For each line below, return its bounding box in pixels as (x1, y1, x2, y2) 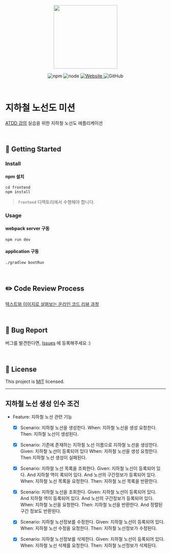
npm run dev (5, 237, 31, 242)
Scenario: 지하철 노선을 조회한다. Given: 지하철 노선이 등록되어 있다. (20, 489, 157, 495)
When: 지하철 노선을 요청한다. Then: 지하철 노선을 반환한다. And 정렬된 (20, 502, 163, 508)
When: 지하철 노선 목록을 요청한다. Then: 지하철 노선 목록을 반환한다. (20, 478, 159, 484)
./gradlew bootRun (5, 260, 44, 265)
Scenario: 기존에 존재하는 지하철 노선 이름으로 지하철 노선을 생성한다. (20, 442, 159, 448)
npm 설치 (5, 173, 24, 179)
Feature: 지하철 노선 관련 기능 (12, 414, 72, 420)
